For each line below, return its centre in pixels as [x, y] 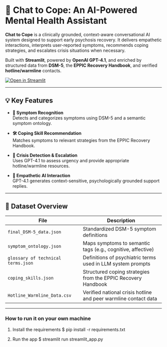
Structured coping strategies [116, 272]
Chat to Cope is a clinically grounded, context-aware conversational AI [78, 34]
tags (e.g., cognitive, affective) [118, 249]
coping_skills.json [31, 278]
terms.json [20, 263]
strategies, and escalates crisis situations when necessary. [65, 50]
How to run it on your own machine [48, 319]
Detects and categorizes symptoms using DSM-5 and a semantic [79, 118]
